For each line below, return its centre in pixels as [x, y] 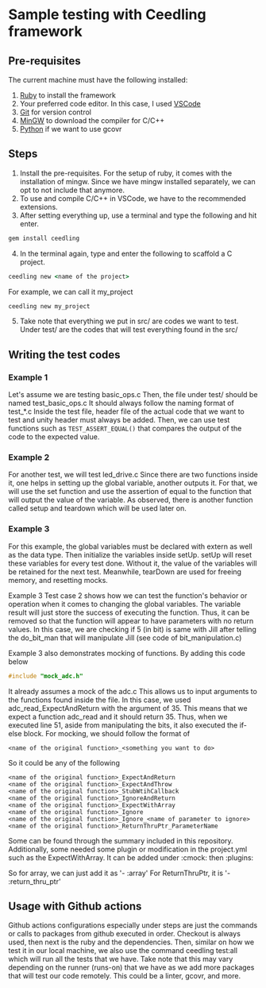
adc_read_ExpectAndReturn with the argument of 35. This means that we [128, 708]
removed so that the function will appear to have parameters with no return [131, 620]
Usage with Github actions [75, 906]
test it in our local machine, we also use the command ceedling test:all [123, 951]
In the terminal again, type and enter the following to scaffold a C [126, 253]
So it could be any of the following [64, 762]
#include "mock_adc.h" [46, 676]
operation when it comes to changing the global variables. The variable [124, 604]
